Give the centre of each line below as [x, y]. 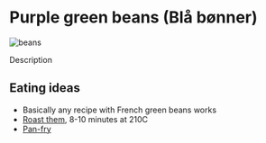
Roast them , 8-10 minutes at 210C [85, 119]
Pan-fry [37, 129]
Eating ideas [45, 88]
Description [31, 59]
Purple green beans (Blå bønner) [134, 18]
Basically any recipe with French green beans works [119, 110]
